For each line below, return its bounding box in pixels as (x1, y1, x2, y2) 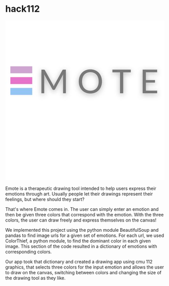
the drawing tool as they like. (5, 275, 66, 281)
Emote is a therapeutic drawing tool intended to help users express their (5, 185, 157, 191)
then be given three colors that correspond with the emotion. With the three (5, 211, 164, 217)
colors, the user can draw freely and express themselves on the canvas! (5, 217, 157, 223)
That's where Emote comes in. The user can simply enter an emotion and (5, 206, 159, 212)
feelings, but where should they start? (5, 196, 85, 202)
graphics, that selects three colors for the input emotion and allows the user (5, 264, 164, 270)
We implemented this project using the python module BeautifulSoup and (5, 227, 159, 233)
